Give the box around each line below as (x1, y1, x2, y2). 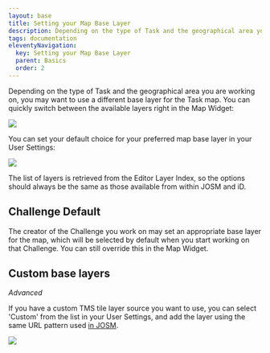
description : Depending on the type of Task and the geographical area (8, 27, 253, 35)
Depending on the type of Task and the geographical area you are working (8, 86, 256, 96)
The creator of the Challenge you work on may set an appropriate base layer (8, 226, 262, 236)
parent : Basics (15, 57, 67, 65)
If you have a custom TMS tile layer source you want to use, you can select (8, 303, 257, 314)
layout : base (8, 11, 52, 20)
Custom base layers (8, 266, 111, 280)
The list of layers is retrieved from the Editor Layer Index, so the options (8, 173, 245, 183)
